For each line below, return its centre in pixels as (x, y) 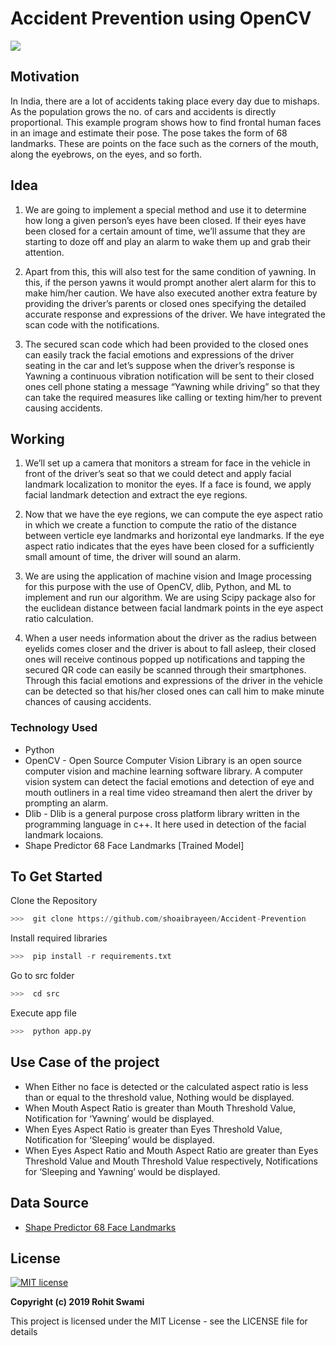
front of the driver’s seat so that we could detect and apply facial (158, 474)
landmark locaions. (64, 834)
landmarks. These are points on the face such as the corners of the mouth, (164, 143)
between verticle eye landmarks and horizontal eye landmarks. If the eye (174, 536)
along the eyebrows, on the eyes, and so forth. (106, 154)
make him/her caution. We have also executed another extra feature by (171, 293)
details (24, 1332)
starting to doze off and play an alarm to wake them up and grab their (168, 241)
